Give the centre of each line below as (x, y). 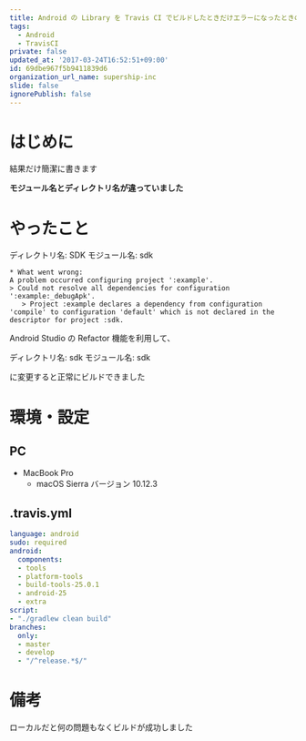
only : (28, 635)
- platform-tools (51, 576)
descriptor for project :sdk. (67, 320)
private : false (38, 52)
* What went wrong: (46, 273)
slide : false (34, 86)
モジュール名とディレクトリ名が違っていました (97, 188)
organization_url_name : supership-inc (83, 77)
